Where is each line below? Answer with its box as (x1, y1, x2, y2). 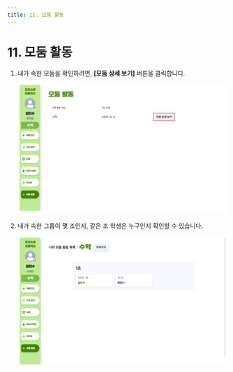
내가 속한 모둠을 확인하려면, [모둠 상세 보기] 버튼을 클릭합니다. (17, 69, 186, 77)
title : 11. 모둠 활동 (7, 11, 64, 18)
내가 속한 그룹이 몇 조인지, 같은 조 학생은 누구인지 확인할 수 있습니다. (17, 221, 204, 230)
